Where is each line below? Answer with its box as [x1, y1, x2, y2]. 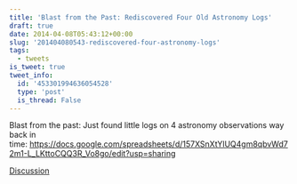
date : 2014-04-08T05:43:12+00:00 [9, 29, 133, 38]
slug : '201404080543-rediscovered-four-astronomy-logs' [9, 37, 221, 47]
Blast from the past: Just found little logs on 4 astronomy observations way [9, 120, 285, 131]
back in [9, 130, 36, 140]
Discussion [9, 165, 50, 176]
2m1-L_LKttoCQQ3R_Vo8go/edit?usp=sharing [9, 148, 176, 159]
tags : [9, 46, 29, 55]
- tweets [17, 54, 50, 63]
